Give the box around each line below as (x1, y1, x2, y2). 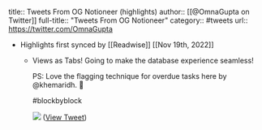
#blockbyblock (32, 96, 83, 105)
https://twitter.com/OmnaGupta (8, 24, 114, 33)
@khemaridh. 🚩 (32, 80, 84, 89)
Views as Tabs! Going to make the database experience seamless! (32, 56, 254, 65)
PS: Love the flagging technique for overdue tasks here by (32, 71, 227, 80)
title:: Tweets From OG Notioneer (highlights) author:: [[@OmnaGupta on (8, 7, 250, 16)
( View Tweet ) (42, 113, 88, 122)
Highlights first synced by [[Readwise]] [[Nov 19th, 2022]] (19, 40, 214, 50)
